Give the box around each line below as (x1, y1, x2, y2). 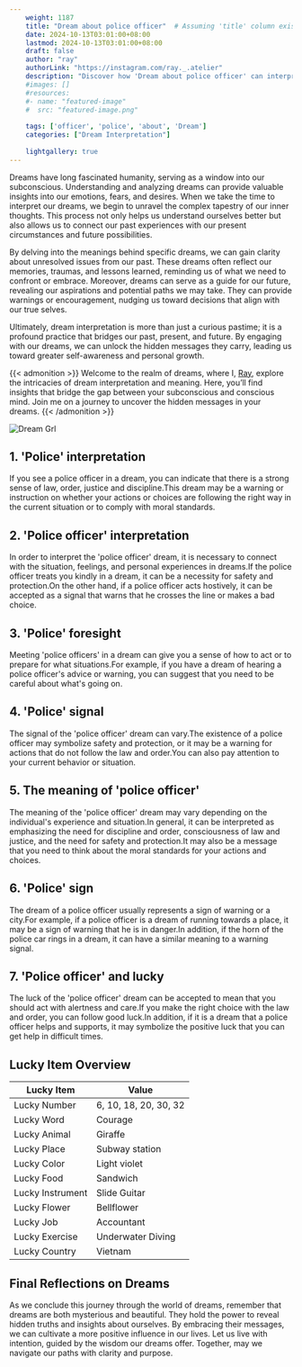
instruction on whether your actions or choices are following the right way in (9, 492, 292, 503)
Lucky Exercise (13, 1230, 78, 1243)
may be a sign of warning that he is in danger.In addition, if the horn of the (9, 923, 284, 934)
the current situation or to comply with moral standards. (9, 501, 216, 513)
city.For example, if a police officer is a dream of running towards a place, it (9, 914, 289, 925)
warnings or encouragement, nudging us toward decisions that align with (9, 294, 280, 305)
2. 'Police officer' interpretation (9, 527, 190, 543)
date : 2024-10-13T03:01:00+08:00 (25, 30, 151, 39)
